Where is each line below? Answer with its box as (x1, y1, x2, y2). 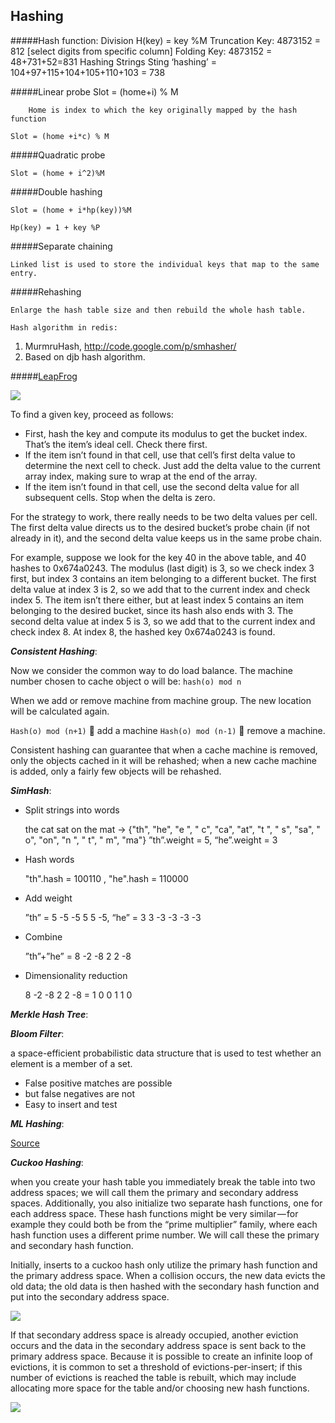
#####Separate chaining (10, 240, 113, 252)
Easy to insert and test (24, 1098, 118, 1110)
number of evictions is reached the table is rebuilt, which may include (10, 1371, 297, 1383)
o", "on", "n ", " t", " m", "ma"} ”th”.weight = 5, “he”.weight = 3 (24, 834, 278, 846)
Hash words (24, 853, 75, 865)
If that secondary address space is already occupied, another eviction (10, 1329, 299, 1341)
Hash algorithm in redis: (10, 322, 118, 333)
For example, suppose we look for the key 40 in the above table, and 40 (10, 551, 307, 563)
